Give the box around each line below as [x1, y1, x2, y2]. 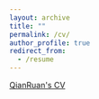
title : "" [9, 22, 47, 31]
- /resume [17, 55, 54, 64]
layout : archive [9, 13, 70, 22]
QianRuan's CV [9, 80, 66, 90]
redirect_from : [9, 47, 67, 56]
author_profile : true [9, 38, 91, 48]
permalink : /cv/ [9, 30, 70, 39]
